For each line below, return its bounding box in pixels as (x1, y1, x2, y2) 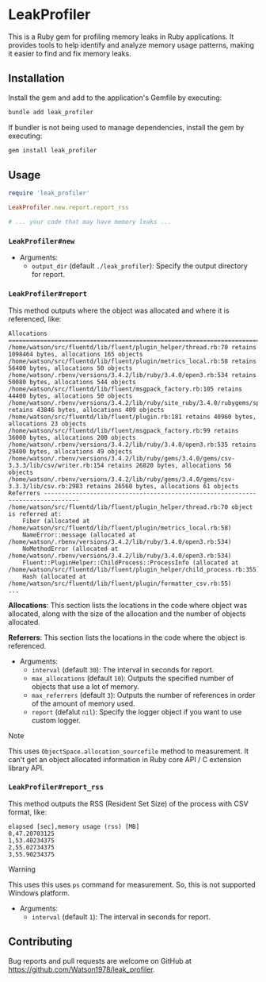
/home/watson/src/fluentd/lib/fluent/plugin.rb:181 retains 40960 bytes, (8, 413, 257, 421)
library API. (8, 763, 45, 772)
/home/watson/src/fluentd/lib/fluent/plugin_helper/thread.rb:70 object (8, 503, 253, 511)
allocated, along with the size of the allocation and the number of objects (8, 609, 246, 618)
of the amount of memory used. (31, 699, 135, 708)
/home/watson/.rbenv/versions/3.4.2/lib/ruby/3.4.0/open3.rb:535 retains (8, 441, 257, 449)
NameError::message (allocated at (22, 530, 136, 539)
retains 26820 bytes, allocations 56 (107, 461, 232, 469)
